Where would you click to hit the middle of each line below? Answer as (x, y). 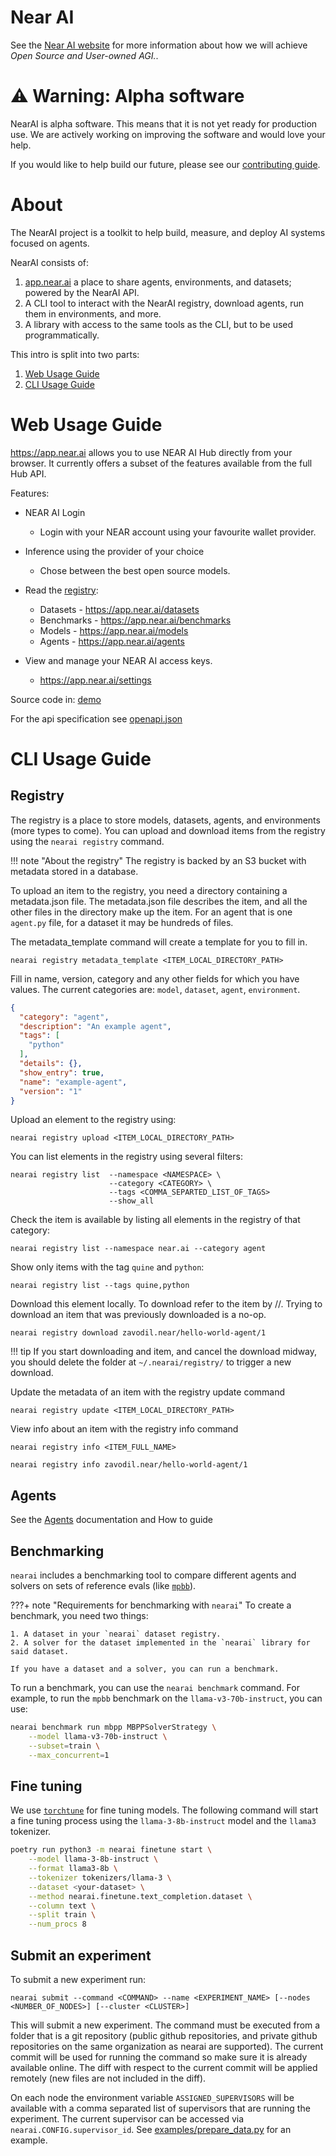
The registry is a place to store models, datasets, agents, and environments (165, 820)
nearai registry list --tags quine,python (100, 1286)
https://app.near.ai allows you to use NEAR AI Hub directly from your (151, 452)
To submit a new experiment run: (78, 1979)
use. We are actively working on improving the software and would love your (168, 134)
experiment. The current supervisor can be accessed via (127, 2119)
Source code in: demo (56, 699)
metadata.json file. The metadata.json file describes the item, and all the (159, 901)
